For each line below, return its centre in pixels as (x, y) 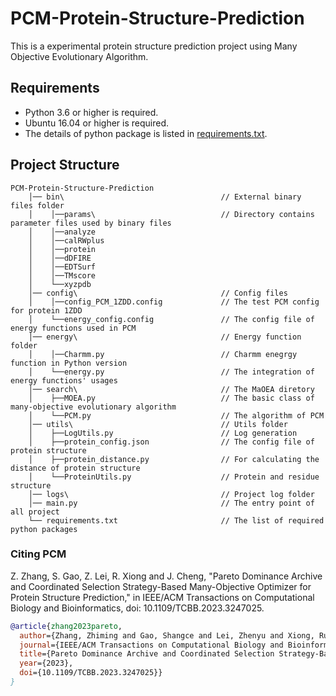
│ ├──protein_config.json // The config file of (171, 442)
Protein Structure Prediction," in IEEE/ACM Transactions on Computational (162, 597)
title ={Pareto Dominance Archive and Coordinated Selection (147, 654)
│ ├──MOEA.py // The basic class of (171, 398)
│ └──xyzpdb (60, 284)
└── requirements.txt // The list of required (176, 520)
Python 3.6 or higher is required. (91, 112)
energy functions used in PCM (73, 328)
